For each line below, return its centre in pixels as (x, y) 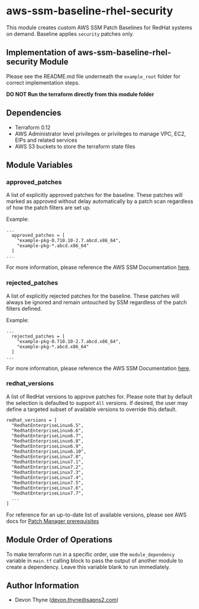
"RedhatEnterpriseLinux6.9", (48, 446)
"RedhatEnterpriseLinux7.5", (48, 483)
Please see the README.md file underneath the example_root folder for (93, 76)
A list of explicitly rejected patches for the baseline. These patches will (93, 296)
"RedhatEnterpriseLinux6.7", (48, 436)
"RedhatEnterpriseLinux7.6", (48, 488)
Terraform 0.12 (32, 127)
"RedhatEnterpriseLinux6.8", (48, 441)
